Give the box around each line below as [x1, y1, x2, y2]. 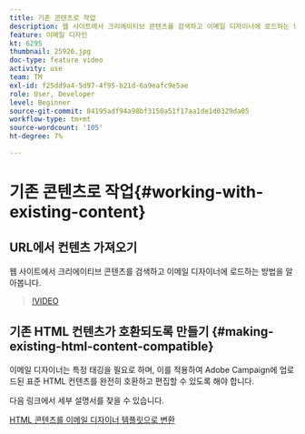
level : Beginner [9, 97, 71, 107]
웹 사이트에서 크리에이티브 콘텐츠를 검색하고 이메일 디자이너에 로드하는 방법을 [9, 266, 284, 277]
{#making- [212, 324, 274, 339]
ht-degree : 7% [9, 132, 64, 141]
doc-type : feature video [9, 56, 103, 65]
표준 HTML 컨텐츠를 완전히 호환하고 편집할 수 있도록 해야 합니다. [25, 375, 255, 387]
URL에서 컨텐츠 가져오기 [9, 240, 138, 256]
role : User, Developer [9, 89, 95, 98]
